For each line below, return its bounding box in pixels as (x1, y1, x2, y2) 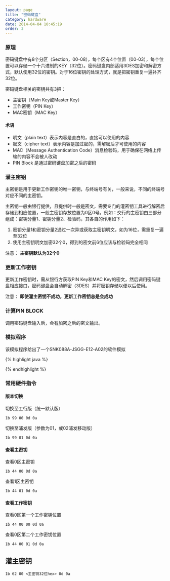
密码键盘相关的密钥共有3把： (5, 86, 66, 92)
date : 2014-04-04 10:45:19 (5, 21, 62, 27)
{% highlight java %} (5, 356, 48, 362)
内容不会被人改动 (21, 153, 57, 160)
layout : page (5, 7, 33, 13)
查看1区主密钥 (5, 478, 34, 484)
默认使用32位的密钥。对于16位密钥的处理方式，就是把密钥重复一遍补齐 (14, 69, 162, 75)
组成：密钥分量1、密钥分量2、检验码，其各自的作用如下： (5, 216, 125, 222)
